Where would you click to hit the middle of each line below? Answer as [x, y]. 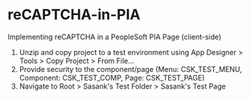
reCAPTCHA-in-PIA [74, 15]
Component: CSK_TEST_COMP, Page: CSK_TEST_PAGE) [112, 77]
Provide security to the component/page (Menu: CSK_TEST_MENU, [130, 69]
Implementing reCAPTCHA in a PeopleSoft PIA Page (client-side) [115, 37]
